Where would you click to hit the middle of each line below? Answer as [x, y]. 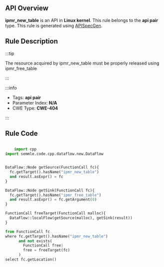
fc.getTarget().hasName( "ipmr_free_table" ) [55, 195]
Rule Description [32, 41]
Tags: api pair [27, 97]
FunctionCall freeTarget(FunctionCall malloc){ [56, 213]
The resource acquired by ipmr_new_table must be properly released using [82, 63]
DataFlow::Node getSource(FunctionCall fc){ [52, 167]
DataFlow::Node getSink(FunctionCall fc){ [50, 190]
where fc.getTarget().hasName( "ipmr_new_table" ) [57, 236]
